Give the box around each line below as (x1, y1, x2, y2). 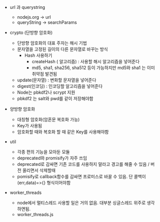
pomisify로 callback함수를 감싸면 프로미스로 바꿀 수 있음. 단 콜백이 (17, 174, 146, 179)
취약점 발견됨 (32, 71, 58, 76)
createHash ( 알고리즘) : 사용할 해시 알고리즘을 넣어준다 (32, 59, 140, 64)
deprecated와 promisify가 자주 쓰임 (17, 155, 87, 161)
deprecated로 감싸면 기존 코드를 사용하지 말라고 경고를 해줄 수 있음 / (17, 161, 150, 167)
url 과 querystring (9, 4, 45, 10)
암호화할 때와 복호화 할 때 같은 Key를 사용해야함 (17, 129, 109, 135)
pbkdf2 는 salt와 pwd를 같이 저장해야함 (17, 96, 94, 101)
